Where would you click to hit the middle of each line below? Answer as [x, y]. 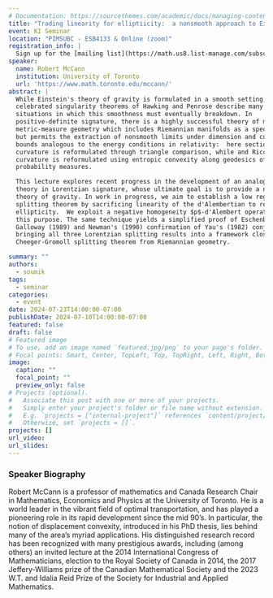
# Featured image [38, 340]
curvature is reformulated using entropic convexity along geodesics [136, 159]
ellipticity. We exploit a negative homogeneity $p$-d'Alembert [129, 212]
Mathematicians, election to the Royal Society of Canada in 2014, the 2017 [132, 561]
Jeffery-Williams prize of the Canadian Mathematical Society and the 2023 [133, 570]
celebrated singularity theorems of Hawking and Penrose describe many [140, 106]
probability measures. [54, 167]
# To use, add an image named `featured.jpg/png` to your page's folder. [136, 347]
